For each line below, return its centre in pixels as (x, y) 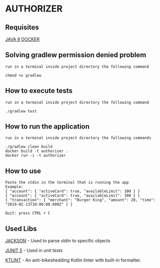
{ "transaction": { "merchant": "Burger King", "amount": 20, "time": (81, 200)
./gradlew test (21, 111)
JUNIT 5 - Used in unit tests (34, 250)
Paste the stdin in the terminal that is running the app (67, 183)
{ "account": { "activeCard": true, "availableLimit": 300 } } (73, 196)
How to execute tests (39, 91)
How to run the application (47, 127)
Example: (14, 187)
